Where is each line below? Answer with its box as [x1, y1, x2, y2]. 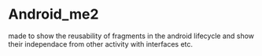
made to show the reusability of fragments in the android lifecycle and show [8, 31, 254, 40]
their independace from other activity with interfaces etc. [8, 39, 194, 48]
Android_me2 [8, 5, 99, 23]
